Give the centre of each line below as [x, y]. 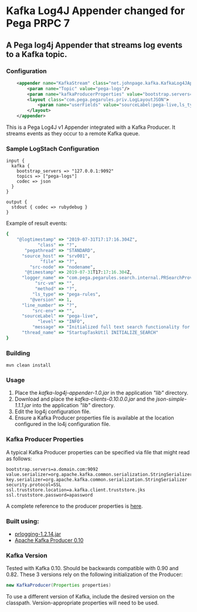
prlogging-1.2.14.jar [38, 534]
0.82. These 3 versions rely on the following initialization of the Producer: [94, 574]
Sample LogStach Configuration [53, 148]
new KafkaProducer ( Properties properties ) [59, 586]
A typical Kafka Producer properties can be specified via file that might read [98, 452]
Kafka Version [27, 556]
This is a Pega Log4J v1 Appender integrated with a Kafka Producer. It [91, 127]
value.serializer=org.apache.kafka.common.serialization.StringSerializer [99, 474]
